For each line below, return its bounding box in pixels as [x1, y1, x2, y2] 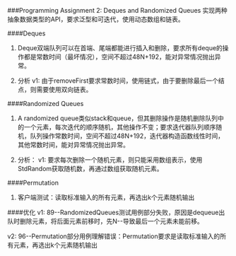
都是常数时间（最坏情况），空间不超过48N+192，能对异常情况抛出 [23, 52, 216, 61]
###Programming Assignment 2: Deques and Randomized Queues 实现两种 [7, 6, 228, 14]
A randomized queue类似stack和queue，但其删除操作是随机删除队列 [17, 114, 218, 122]
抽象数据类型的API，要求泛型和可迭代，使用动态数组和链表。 [7, 15, 185, 23]
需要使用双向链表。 [36, 86, 93, 93]
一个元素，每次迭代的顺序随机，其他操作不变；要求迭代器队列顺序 [23, 123, 216, 131]
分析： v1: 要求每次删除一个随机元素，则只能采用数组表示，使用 [17, 156, 203, 164]
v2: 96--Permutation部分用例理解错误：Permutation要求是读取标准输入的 [7, 232, 220, 240]
